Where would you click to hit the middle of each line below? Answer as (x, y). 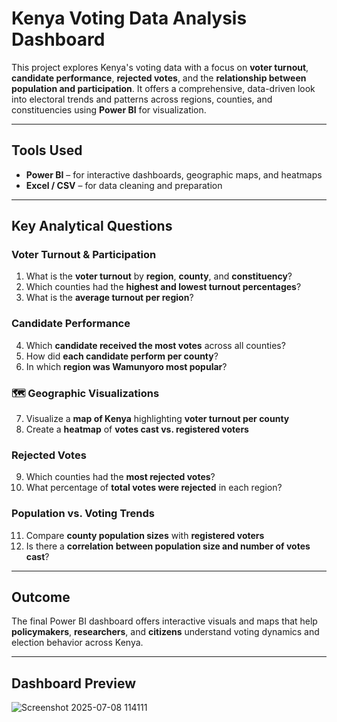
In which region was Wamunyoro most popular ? (126, 366)
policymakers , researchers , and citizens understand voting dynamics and (165, 632)
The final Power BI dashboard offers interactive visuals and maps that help (164, 621)
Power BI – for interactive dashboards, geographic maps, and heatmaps (174, 174)
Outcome (41, 597)
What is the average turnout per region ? (109, 298)
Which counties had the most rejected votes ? (120, 477)
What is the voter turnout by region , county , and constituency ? (159, 276)
